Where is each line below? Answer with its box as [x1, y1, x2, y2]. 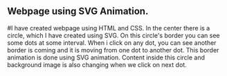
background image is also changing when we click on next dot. [7, 60, 187, 68]
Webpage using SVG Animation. [7, 6, 149, 17]
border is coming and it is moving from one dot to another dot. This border [7, 46, 219, 54]
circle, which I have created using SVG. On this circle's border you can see [7, 31, 220, 39]
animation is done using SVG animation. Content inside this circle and [7, 53, 206, 61]
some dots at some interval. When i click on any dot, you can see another [7, 38, 217, 47]
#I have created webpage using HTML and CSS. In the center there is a [7, 23, 210, 32]
